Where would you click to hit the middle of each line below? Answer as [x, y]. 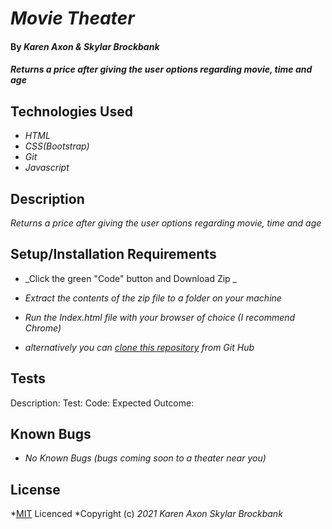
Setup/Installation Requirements [113, 254]
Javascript [47, 168]
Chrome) [43, 328]
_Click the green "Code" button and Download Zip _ [130, 278]
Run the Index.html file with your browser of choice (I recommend [160, 317]
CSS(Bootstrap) [57, 146]
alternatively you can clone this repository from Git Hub [139, 347]
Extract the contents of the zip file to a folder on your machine [153, 298]
